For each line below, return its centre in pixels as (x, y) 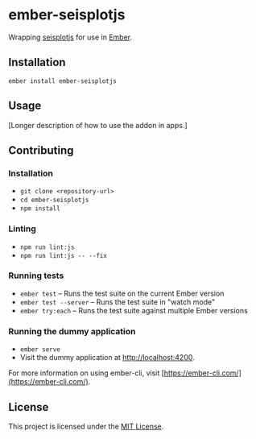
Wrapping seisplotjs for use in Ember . (70, 37)
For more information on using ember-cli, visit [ (87, 373)
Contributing (41, 150)
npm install (40, 209)
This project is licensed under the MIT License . (86, 426)
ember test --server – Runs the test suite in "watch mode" (118, 302)
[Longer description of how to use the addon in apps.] (98, 125)
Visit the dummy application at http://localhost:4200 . (107, 358)
